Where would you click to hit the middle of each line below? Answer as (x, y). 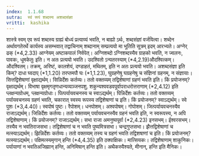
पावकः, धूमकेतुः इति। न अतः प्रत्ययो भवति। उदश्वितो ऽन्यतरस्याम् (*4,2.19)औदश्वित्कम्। (91, 60)
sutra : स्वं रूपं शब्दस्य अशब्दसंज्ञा (39, 17)
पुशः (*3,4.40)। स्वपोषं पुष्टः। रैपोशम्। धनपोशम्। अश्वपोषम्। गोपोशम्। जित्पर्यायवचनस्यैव (93, 107)
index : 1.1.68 (25, 12)
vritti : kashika (28, 23)
